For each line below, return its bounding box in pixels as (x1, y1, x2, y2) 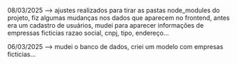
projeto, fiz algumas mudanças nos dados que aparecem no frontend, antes (7, 14, 230, 22)
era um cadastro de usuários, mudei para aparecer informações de (7, 21, 204, 29)
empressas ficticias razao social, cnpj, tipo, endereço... (7, 28, 169, 37)
